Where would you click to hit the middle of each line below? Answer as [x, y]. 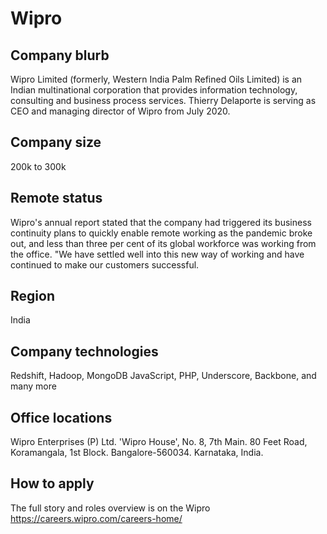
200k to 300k [38, 166]
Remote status [56, 198]
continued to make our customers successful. [105, 264]
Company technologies [84, 351]
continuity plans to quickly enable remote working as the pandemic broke [161, 233]
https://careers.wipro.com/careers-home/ [96, 518]
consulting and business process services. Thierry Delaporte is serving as [163, 100]
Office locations [61, 417]
